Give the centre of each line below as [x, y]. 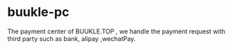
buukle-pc [38, 12]
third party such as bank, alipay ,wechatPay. [72, 38]
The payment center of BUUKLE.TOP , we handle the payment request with [116, 31]
